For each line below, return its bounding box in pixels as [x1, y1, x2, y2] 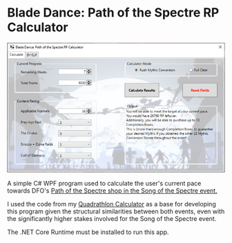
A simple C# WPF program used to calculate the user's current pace [7, 179, 202, 188]
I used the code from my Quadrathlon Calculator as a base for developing [7, 200, 216, 208]
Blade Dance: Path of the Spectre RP [7, 5, 220, 21]
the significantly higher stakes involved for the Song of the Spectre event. [7, 215, 217, 223]
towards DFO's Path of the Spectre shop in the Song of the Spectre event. [7, 186, 217, 195]
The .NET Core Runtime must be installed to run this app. [7, 228, 169, 236]
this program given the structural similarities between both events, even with [7, 207, 225, 215]
